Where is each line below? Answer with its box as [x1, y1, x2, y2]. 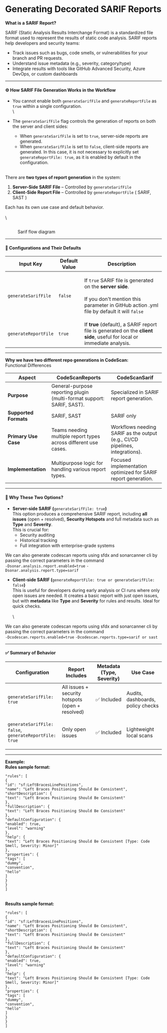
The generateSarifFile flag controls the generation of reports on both [12, 118, 156, 124]
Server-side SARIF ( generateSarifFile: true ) [12, 506, 107, 512]
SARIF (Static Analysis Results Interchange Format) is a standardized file [5, 29, 153, 35]
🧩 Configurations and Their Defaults [5, 245, 81, 251]
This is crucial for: [12, 526, 50, 532]
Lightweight [126, 726, 154, 733]
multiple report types [51, 433, 100, 440]
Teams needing [51, 427, 88, 433]
